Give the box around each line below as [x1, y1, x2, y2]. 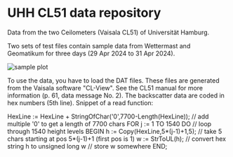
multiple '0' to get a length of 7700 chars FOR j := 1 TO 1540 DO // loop [7, 119, 212, 128]
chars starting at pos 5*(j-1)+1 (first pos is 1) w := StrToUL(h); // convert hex [7, 135, 227, 143]
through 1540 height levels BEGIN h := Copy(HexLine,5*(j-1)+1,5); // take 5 [7, 127, 222, 135]
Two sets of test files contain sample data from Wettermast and [7, 41, 191, 50]
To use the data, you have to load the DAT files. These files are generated [7, 76, 220, 85]
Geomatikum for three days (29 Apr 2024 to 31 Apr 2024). [7, 49, 175, 57]
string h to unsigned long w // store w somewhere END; [7, 142, 168, 150]
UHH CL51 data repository [7, 5, 161, 21]
